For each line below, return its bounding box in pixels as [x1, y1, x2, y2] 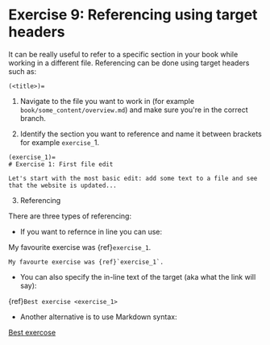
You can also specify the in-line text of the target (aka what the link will [19, 272, 256, 281]
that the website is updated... [8, 181, 117, 189]
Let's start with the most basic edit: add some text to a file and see [8, 174, 258, 182]
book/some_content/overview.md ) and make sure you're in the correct [19, 105, 248, 114]
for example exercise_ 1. [19, 137, 100, 147]
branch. [19, 113, 47, 123]
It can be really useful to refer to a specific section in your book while [8, 49, 239, 59]
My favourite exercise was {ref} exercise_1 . [8, 242, 152, 251]
